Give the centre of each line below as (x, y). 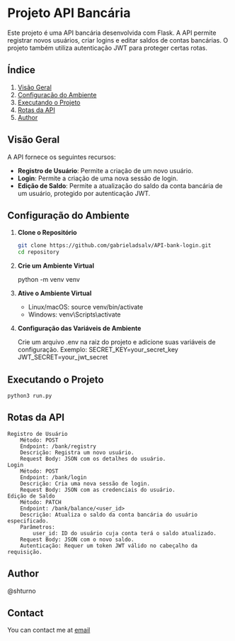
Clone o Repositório (47, 233)
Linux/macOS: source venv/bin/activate (86, 307)
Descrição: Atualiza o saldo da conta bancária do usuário (109, 515)
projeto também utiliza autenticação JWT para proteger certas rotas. (107, 48)
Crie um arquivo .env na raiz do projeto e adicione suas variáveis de (116, 342)
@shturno (22, 591)
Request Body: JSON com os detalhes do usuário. (93, 459)
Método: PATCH (41, 502)
